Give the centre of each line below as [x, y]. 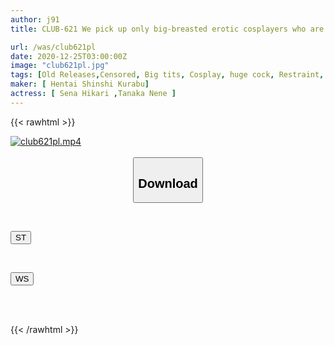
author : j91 [35, 19]
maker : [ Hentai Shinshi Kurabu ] [80, 84]
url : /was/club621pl [53, 47]
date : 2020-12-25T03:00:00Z [69, 56]
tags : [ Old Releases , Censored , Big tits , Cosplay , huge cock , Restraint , [167, 75]
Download [168, 183]
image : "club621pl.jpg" [60, 66]
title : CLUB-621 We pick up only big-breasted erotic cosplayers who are [167, 29]
